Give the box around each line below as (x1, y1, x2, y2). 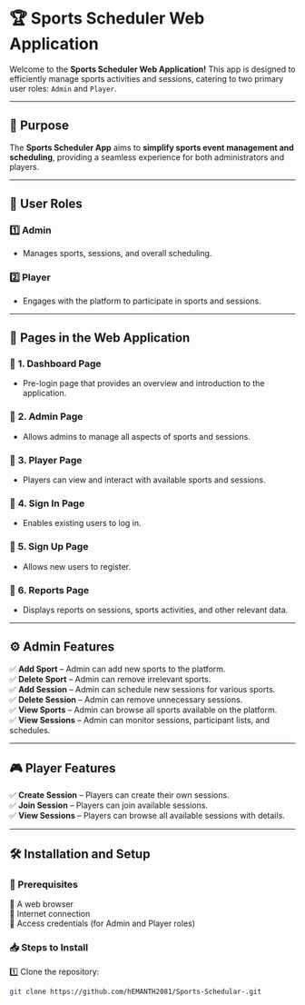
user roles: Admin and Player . (9, 83, 117, 94)
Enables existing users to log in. (22, 518, 143, 529)
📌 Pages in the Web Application (9, 330, 191, 346)
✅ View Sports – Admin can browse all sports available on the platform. (9, 704, 278, 715)
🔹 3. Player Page (9, 453, 83, 466)
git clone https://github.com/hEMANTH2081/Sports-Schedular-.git (9, 987, 261, 996)
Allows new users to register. (22, 561, 132, 572)
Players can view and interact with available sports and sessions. (22, 474, 266, 485)
